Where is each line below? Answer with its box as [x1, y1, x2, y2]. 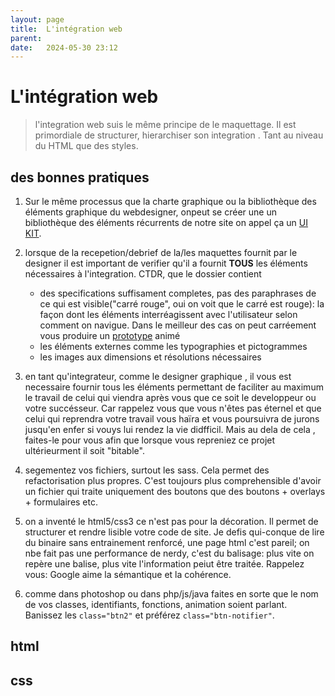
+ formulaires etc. [24, 496, 99, 508]
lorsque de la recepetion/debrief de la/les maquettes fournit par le [24, 247, 298, 258]
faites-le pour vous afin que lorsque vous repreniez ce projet [24, 434, 276, 446]
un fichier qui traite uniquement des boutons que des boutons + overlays [24, 486, 326, 497]
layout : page [10, 14, 65, 25]
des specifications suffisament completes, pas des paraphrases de [39, 287, 317, 299]
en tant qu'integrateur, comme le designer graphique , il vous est [24, 371, 292, 382]
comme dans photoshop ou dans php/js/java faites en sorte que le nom [24, 588, 319, 600]
